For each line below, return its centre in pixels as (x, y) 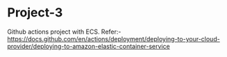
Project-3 (35, 13)
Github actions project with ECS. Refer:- (64, 32)
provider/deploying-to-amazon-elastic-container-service (89, 46)
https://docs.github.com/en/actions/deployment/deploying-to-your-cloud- (113, 38)
